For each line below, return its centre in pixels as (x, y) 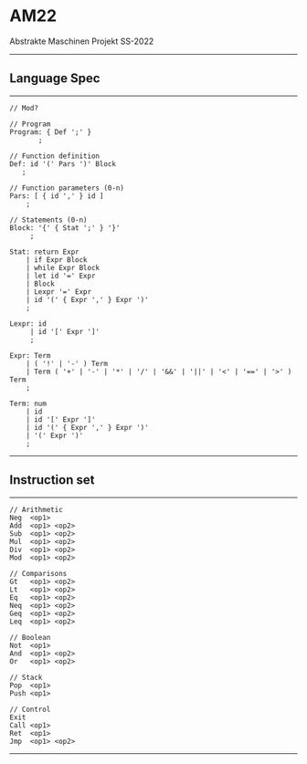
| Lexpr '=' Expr (59, 292)
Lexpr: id (28, 324)
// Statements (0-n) (49, 220)
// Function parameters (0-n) (67, 188)
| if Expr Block (57, 260)
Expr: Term (30, 356)
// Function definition (55, 156)
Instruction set (52, 480)
